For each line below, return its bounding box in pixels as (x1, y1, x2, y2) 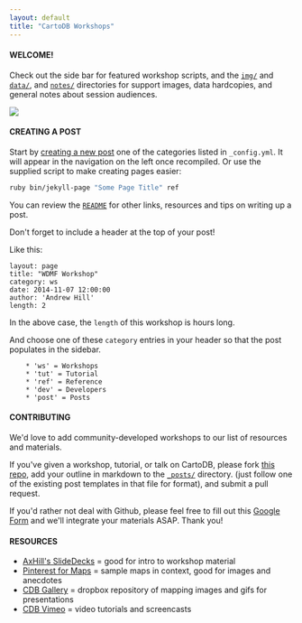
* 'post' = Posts (25, 393, 91, 402)
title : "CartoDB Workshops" (9, 22, 115, 31)
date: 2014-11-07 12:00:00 (9, 285, 111, 294)
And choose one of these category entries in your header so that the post (9, 334, 282, 345)
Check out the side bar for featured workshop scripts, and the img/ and (9, 70, 274, 80)
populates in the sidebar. (9, 344, 102, 355)
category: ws (9, 277, 59, 286)
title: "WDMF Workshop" (9, 269, 99, 278)
